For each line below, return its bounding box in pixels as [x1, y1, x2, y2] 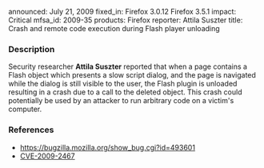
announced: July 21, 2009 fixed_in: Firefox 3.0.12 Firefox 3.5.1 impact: [8, 7, 237, 16]
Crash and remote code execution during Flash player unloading [8, 24, 220, 33]
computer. [8, 104, 42, 114]
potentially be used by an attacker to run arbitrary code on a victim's [8, 96, 234, 106]
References [8, 124, 54, 135]
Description [8, 43, 55, 54]
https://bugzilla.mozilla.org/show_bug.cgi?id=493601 [19, 142, 196, 152]
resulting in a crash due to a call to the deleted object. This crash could [8, 87, 242, 97]
